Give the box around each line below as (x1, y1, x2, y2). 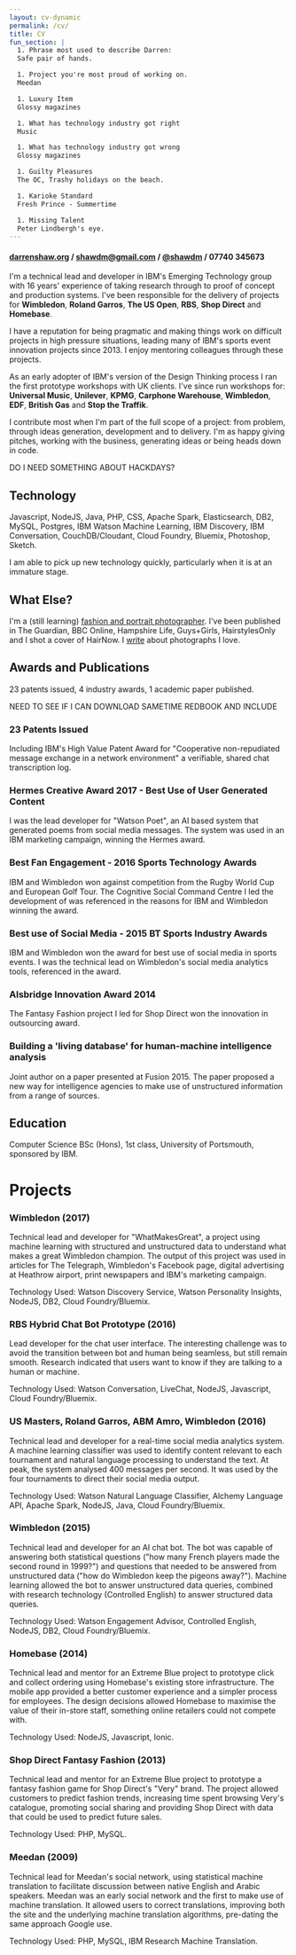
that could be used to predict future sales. (9, 1811, 162, 1823)
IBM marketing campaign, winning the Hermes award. (9, 835, 206, 845)
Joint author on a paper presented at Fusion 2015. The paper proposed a (9, 1071, 275, 1082)
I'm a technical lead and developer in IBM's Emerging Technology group (9, 271, 272, 282)
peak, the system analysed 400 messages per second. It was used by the (9, 1464, 279, 1474)
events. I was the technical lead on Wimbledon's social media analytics (9, 957, 269, 968)
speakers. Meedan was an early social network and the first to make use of (9, 1890, 284, 1901)
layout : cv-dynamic (9, 12, 82, 22)
